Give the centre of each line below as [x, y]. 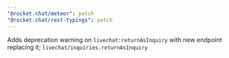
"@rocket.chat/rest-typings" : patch [60, 20]
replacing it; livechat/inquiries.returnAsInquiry [77, 47]
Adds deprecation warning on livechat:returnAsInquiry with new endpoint [115, 39]
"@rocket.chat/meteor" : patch [51, 13]
